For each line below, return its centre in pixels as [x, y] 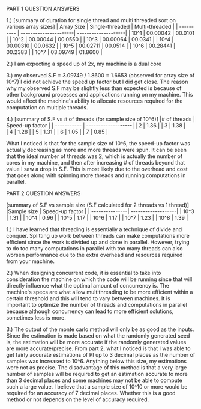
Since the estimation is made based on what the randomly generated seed [98, 335]
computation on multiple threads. [47, 107]
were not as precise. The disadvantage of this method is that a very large [97, 368]
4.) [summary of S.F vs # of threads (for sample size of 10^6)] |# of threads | [100, 119]
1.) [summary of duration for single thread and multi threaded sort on [91, 20]
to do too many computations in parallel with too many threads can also [94, 248]
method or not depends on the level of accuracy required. [78, 399]
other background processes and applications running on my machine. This [100, 95]
